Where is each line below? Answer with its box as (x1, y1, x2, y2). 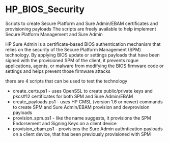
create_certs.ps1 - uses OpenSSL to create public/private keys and (12, 88, 153, 94)
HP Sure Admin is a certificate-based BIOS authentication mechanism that (5, 41, 161, 47)
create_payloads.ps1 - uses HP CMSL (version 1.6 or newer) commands (12, 98, 163, 105)
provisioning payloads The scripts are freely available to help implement (5, 25, 156, 32)
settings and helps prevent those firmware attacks (5, 68, 111, 74)
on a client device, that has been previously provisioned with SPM (12, 131, 151, 137)
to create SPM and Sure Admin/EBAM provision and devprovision (12, 104, 150, 110)
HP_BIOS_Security (5, 4, 85, 15)
